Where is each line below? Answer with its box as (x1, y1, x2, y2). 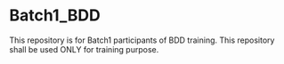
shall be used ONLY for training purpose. (9, 44, 159, 54)
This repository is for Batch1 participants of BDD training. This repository (9, 35, 275, 45)
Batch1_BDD (9, 5, 101, 26)
